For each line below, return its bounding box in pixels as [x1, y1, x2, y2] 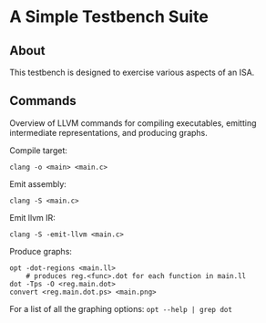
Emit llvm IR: [9, 212, 56, 223]
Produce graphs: [9, 245, 73, 256]
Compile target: [9, 144, 68, 156]
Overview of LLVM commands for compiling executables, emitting [9, 117, 257, 129]
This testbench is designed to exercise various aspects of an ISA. [9, 67, 255, 78]
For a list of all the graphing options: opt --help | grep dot [9, 303, 232, 314]
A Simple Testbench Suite [9, 6, 210, 27]
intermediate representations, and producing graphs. [9, 127, 208, 138]
